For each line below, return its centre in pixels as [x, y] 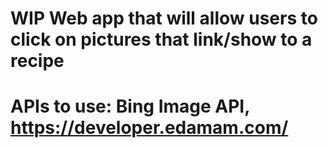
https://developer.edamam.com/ [149, 128]
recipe [37, 61]
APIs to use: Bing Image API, [130, 106]
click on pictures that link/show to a [161, 39]
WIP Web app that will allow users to [164, 18]
